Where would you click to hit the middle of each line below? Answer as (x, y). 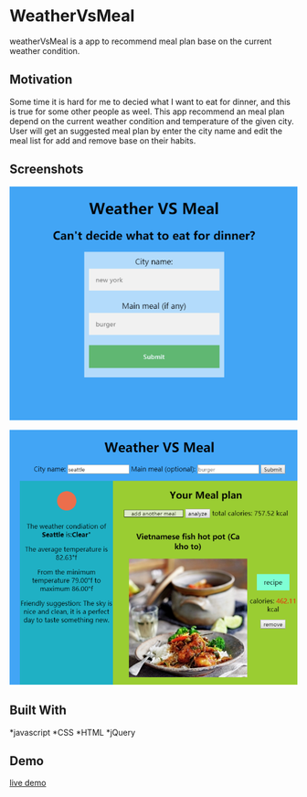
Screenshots (47, 170)
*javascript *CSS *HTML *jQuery (73, 732)
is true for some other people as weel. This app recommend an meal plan (147, 112)
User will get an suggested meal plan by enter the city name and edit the (146, 131)
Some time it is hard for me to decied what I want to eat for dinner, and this (150, 101)
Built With (38, 711)
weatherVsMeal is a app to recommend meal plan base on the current (141, 41)
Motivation (41, 80)
